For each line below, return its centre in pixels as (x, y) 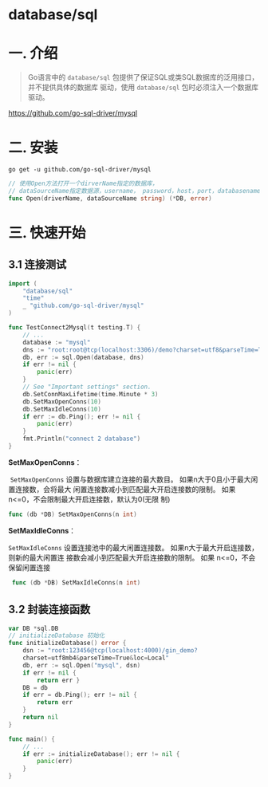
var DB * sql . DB (33, 628)
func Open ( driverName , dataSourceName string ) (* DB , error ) (110, 198)
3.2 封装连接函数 (49, 610)
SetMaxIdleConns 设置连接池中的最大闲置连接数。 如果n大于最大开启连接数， (134, 547)
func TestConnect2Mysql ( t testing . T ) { (75, 328)
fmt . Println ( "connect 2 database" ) (82, 439)
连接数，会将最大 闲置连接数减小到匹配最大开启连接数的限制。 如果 (125, 489)
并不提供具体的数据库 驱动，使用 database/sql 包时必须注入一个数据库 (143, 87)
